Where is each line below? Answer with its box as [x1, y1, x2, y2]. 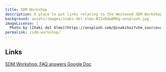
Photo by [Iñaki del [9, 25, 52, 30]
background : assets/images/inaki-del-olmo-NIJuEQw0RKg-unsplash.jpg [5, 16, 149, 21]
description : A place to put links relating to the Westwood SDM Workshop [5, 12, 163, 17]
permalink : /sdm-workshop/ [5, 30, 61, 35]
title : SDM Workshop [5, 7, 48, 12]
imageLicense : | [5, 21, 39, 26]
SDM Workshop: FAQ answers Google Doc [5, 61, 92, 67]
